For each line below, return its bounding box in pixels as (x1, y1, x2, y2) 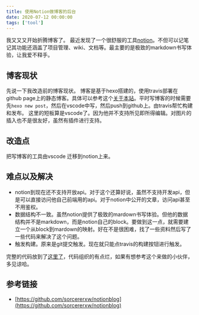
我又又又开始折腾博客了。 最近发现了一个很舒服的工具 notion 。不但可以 (6, 37, 179, 44)
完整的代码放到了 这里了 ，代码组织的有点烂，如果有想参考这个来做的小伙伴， (6, 253, 193, 260)
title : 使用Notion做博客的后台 (6, 8, 76, 15)
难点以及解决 (6, 172, 53, 182)
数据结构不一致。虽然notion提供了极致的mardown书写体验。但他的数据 (14, 211, 188, 218)
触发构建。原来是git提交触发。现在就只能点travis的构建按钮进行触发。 (14, 240, 185, 247)
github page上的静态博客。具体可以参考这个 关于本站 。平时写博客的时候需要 (6, 95, 191, 102)
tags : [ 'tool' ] (6, 20, 44, 25)
